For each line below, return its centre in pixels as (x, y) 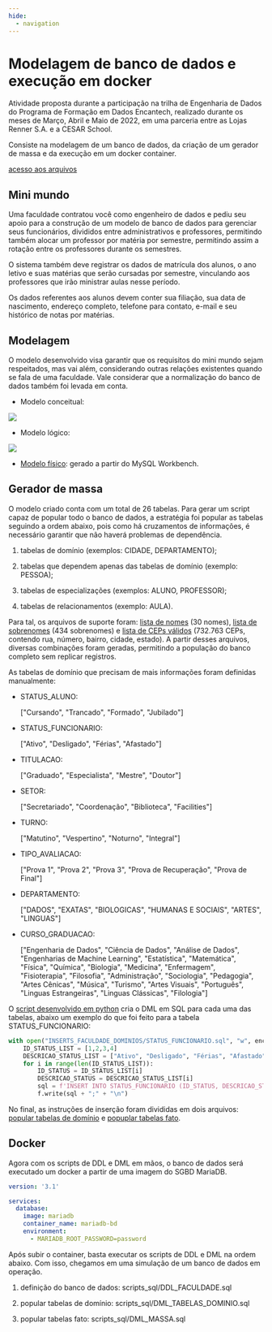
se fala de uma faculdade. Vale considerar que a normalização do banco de (134, 378)
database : (32, 1209)
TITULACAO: (41, 759)
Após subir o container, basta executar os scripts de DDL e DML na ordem (132, 1254)
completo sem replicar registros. (63, 656)
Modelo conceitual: (52, 402)
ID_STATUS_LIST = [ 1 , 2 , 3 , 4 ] (70, 1049)
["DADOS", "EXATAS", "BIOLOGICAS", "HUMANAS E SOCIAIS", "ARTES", (140, 910)
